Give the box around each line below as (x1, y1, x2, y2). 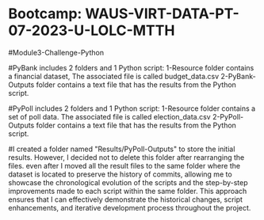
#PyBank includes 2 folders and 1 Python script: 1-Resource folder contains (8, 63, 254, 72)
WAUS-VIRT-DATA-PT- (85, 5, 239, 23)
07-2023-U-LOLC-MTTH (8, 21, 175, 40)
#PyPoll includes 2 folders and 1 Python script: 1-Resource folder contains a (8, 104, 256, 113)
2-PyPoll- (212, 112, 244, 121)
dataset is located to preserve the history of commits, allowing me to (8, 169, 232, 179)
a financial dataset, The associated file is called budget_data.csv (8, 71, 220, 81)
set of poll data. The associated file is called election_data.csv (8, 112, 212, 121)
